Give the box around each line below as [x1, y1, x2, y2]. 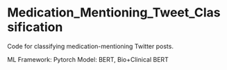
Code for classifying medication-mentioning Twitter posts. [7, 42, 174, 50]
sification [7, 19, 63, 35]
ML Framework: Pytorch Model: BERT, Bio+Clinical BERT [7, 55, 169, 63]
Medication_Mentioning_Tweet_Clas [7, 5, 221, 21]
